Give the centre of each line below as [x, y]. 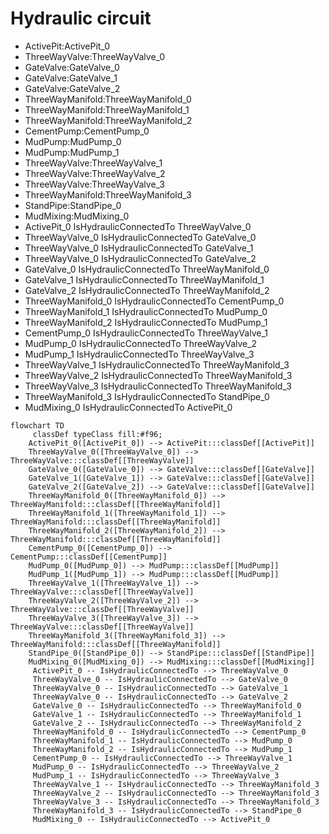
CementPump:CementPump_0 [87, 131]
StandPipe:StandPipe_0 [73, 205]
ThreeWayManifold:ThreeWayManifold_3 [108, 194]
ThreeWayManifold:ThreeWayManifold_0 [108, 99]
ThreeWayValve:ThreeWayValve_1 [93, 163]
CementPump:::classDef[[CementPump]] [89, 557]
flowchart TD [37, 425]
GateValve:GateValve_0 [72, 67]
